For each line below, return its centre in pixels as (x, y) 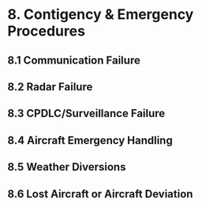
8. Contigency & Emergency (101, 15)
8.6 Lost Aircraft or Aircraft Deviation (100, 194)
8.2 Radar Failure (50, 87)
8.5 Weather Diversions (67, 167)
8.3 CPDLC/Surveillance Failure (86, 114)
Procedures (47, 31)
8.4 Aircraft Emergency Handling (90, 140)
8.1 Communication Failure (74, 60)
